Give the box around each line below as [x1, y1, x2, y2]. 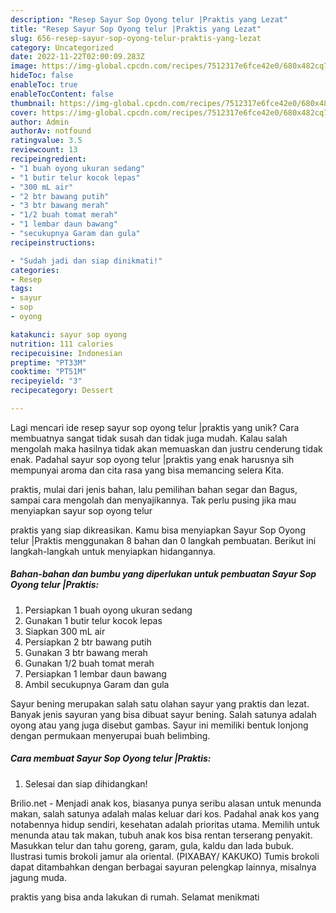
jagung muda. [10, 871, 67, 883]
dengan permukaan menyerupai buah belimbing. [10, 729, 211, 741]
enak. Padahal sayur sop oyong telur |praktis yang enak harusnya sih [10, 453, 295, 465]
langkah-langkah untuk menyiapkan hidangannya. [10, 545, 217, 557]
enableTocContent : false [10, 89, 114, 99]
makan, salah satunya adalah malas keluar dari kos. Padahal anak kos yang [10, 807, 320, 820]
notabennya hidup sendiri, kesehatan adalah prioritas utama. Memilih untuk [10, 818, 320, 830]
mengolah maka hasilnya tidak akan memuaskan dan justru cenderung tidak [10, 442, 323, 455]
